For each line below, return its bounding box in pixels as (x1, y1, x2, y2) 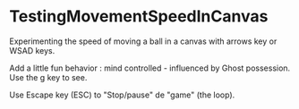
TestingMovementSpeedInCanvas (9, 6, 269, 27)
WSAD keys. (9, 45, 56, 55)
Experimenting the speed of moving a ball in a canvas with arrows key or (9, 36, 278, 46)
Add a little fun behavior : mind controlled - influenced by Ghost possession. (9, 63, 291, 73)
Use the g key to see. (9, 71, 88, 82)
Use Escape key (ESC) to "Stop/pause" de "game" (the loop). (9, 89, 235, 100)
